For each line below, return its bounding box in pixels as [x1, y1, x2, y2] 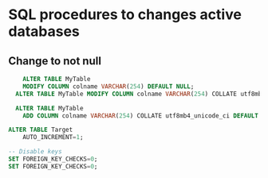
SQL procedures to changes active [8, 6, 242, 24]
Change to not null [8, 54, 102, 68]
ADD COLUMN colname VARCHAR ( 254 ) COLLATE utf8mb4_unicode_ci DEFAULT [22, 111, 259, 120]
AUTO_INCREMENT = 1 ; [22, 133, 84, 141]
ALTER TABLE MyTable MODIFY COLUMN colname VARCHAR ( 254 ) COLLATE [15, 90, 238, 98]
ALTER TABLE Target [8, 126, 73, 134]
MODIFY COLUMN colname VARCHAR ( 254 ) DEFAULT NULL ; [22, 82, 195, 91]
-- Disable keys [8, 148, 62, 156]
